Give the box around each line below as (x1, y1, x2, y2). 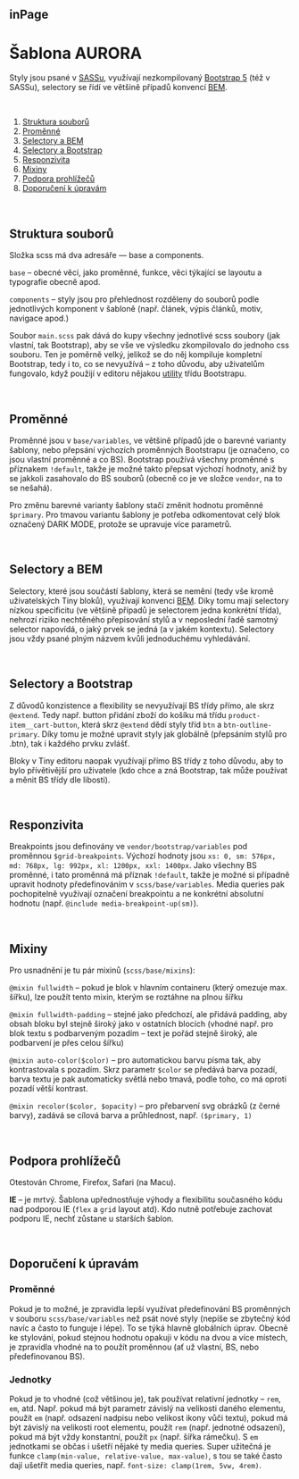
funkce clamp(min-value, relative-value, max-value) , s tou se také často (9, 1450, 283, 1461)
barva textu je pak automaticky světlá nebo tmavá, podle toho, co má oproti (9, 1074, 287, 1084)
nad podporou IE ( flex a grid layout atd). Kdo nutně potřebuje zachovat (9, 1204, 273, 1215)
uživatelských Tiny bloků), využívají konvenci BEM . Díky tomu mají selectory (9, 595, 289, 606)
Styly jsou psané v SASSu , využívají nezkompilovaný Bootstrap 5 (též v (9, 72, 270, 83)
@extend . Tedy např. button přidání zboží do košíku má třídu (9, 709, 227, 720)
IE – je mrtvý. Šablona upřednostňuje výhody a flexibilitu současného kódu (9, 1194, 283, 1205)
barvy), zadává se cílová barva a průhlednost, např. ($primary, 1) (9, 1110, 253, 1121)
